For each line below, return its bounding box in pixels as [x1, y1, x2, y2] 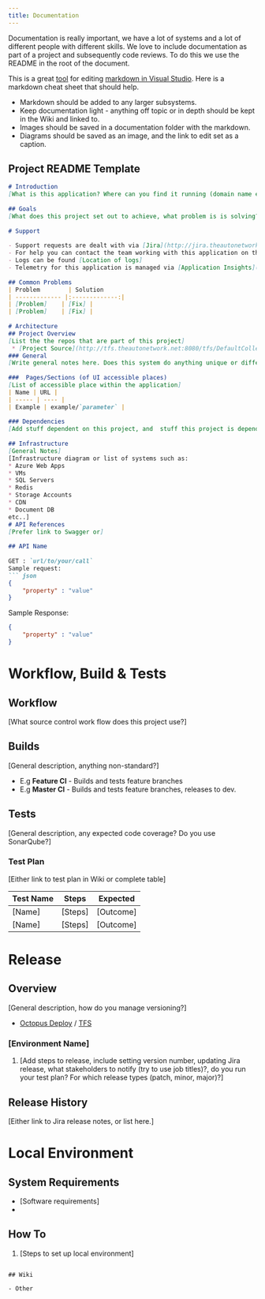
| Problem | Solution [8, 286, 104, 294]
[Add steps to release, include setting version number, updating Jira [19, 1056, 241, 1065]
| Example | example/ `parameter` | [8, 403, 125, 411]
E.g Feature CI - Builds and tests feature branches [19, 776, 183, 785]
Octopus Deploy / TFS [19, 1018, 92, 1028]
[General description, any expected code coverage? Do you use [8, 828, 216, 837]
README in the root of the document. [8, 58, 130, 68]
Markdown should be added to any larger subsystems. [19, 97, 197, 107]
